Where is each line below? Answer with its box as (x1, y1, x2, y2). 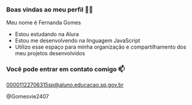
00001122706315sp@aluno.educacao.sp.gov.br (6, 81, 124, 88)
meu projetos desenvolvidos (14, 50, 85, 57)
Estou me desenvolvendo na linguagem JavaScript (14, 37, 140, 44)
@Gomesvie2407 (6, 92, 49, 100)
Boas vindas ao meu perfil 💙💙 (6, 5, 93, 14)
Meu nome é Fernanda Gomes (6, 19, 81, 26)
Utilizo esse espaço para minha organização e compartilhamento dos (14, 43, 187, 50)
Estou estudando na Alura (14, 31, 79, 38)
